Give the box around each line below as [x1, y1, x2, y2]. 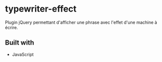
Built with [5, 39, 34, 47]
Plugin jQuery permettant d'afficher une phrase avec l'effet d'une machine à [5, 19, 158, 25]
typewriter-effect [5, 3, 77, 15]
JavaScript [12, 51, 34, 57]
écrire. [5, 24, 18, 30]
